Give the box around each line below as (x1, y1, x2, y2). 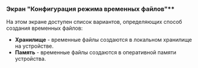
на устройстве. (14, 42, 54, 50)
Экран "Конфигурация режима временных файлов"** (6, 5, 175, 13)
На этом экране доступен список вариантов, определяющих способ (6, 18, 182, 26)
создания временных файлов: (6, 24, 83, 32)
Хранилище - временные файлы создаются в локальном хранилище (14, 36, 193, 44)
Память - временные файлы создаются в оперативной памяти (14, 49, 176, 56)
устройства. (14, 55, 46, 63)
